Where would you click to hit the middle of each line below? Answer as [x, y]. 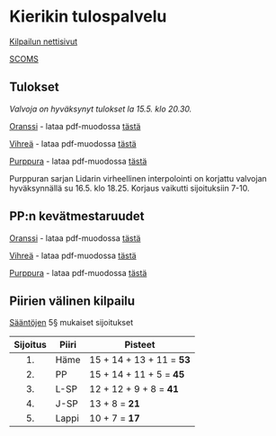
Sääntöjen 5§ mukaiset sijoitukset [71, 323]
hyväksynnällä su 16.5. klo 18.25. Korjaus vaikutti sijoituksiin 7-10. [129, 188]
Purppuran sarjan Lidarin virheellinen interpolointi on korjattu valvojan [138, 178]
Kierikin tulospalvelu [88, 17]
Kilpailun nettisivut [44, 41]
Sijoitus [31, 345]
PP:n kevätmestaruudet [77, 216]
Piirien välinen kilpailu [72, 301]
